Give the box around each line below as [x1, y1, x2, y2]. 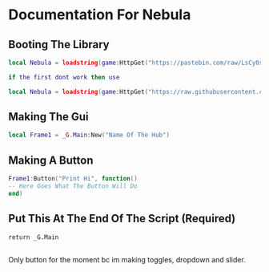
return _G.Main [8, 233, 59, 242]
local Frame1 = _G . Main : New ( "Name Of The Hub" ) [8, 131, 171, 140]
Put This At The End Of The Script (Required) [8, 212, 236, 225]
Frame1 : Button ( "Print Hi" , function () [8, 175, 138, 183]
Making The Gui [8, 110, 90, 124]
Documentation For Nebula [8, 6, 191, 24]
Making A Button [8, 153, 94, 167]
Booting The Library [8, 38, 110, 51]
